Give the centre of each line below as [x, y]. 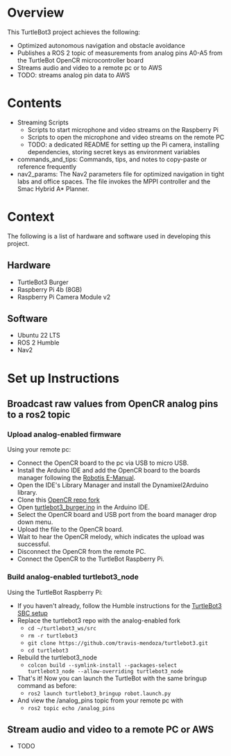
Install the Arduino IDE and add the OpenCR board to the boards [109, 470]
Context [31, 217]
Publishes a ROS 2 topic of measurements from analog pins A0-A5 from [120, 53]
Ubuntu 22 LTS [38, 336]
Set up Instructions [63, 378]
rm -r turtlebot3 [53, 636]
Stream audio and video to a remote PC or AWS [111, 730]
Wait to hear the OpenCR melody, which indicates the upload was [111, 537]
